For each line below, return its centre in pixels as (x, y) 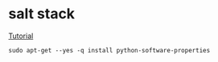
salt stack (41, 14)
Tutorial (21, 36)
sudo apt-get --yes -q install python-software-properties (109, 50)
